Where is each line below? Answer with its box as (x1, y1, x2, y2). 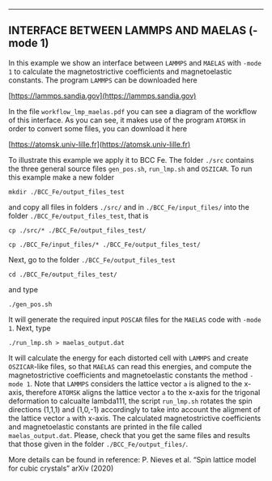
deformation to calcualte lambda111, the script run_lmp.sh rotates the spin (8, 396, 253, 406)
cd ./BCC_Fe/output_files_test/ (8, 270, 117, 279)
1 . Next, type (8, 323, 51, 333)
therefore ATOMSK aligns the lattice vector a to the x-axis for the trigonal (25, 387, 261, 397)
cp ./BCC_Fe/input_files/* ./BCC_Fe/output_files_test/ (8, 240, 201, 249)
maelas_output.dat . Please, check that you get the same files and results (8, 430, 251, 440)
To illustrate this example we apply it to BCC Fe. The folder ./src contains (8, 155, 255, 164)
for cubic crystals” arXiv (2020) (8, 463, 114, 473)
